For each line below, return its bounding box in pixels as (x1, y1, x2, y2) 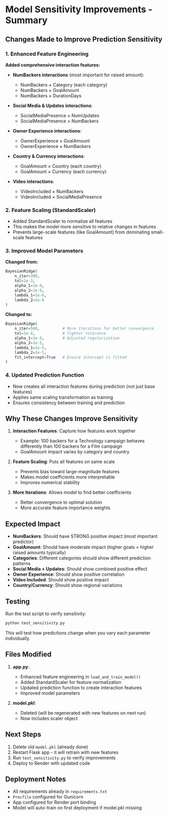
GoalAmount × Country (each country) (20, 163, 102, 169)
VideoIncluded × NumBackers (20, 188, 84, 194)
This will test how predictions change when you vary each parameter (5, 630, 151, 636)
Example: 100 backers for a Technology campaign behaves (20, 438, 145, 444)
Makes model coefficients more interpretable (20, 474, 115, 480)
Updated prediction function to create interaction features (20, 684, 142, 691)
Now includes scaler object (20, 715, 78, 721)
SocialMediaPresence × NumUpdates (20, 112, 100, 118)
